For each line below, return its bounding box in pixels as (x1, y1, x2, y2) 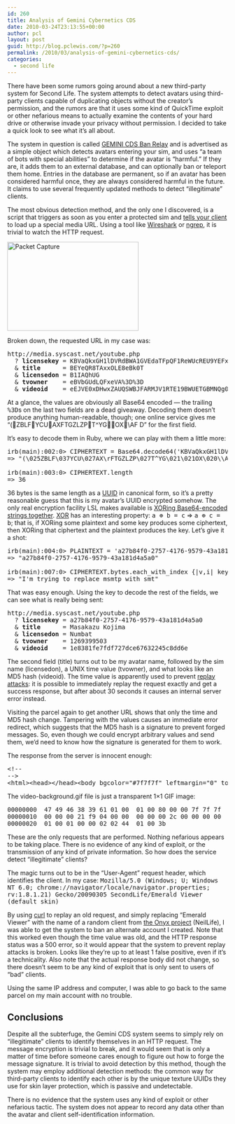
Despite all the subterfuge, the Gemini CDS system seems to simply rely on (7, 1030, 224, 1039)
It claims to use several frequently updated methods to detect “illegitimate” (7, 184, 222, 193)
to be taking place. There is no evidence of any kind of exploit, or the (7, 840, 206, 848)
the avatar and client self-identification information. (7, 1111, 155, 1119)
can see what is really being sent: (7, 595, 104, 604)
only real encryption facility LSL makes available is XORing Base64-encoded (7, 504, 228, 512)
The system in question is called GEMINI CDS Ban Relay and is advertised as (7, 139, 228, 148)
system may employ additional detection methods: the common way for (7, 1067, 214, 1076)
